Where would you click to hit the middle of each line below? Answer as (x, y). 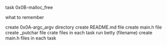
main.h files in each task (31, 38)
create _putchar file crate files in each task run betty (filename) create (79, 32)
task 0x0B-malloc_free (29, 7)
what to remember (25, 17)
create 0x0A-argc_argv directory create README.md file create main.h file (83, 27)
